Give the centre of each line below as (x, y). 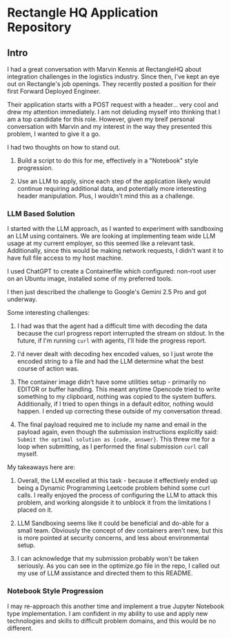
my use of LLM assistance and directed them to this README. (105, 573)
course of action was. (48, 369)
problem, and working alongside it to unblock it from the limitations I (114, 503)
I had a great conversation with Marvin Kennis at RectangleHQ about (104, 69)
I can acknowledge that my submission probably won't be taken (108, 559)
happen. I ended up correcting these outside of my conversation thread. (119, 411)
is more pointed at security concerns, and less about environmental (113, 538)
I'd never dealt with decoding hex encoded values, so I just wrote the (115, 354)
